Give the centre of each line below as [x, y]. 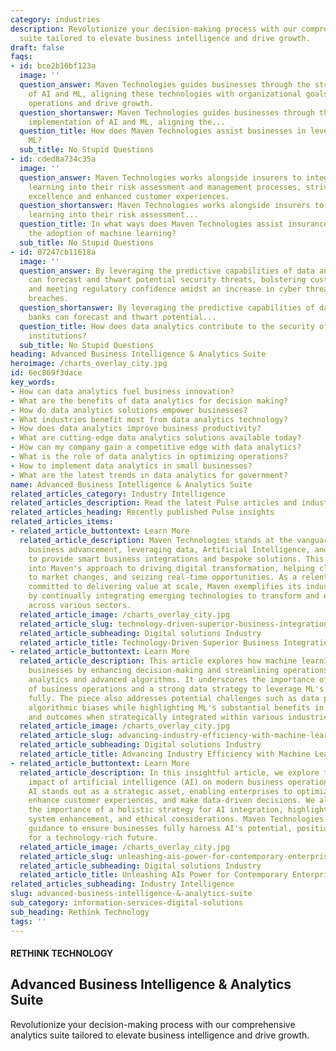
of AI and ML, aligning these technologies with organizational [165, 94]
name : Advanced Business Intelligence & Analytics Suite [131, 484]
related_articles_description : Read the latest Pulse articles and [154, 503]
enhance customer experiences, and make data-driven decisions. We [171, 801]
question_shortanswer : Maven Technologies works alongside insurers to [172, 206]
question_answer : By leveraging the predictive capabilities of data [167, 271]
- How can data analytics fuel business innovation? [122, 391]
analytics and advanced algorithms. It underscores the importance [171, 680]
